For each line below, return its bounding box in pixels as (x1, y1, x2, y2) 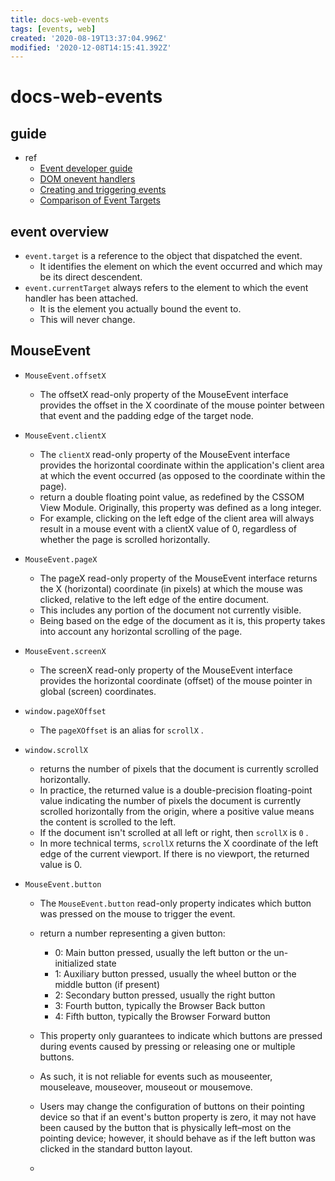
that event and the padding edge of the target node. (39, 409, 254, 421)
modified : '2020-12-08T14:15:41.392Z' (10, 42, 172, 53)
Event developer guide (39, 162, 133, 175)
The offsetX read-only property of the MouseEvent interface (39, 388, 289, 400)
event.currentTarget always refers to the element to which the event (24, 282, 309, 294)
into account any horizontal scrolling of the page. (39, 625, 243, 637)
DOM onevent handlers (39, 173, 136, 185)
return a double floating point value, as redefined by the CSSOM (39, 491, 305, 503)
